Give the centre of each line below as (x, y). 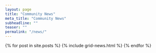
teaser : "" (16, 27)
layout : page (18, 9)
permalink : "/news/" (26, 32)
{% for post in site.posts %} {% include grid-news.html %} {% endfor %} (78, 46)
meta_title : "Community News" (36, 18)
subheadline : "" (21, 23)
